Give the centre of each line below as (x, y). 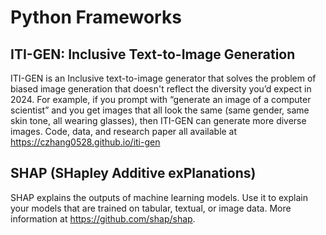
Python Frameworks (96, 17)
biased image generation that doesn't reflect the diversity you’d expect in (161, 89)
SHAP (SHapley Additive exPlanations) (133, 173)
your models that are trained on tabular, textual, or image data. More (151, 208)
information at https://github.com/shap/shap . (103, 218)
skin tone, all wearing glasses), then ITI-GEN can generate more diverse (158, 120)
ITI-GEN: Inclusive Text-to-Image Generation (153, 54)
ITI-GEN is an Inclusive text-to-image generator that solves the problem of (163, 78)
